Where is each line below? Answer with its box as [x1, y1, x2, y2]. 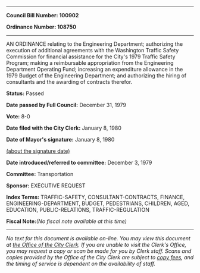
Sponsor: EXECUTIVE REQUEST [6, 182, 86, 189]
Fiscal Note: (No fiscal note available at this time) [6, 218, 127, 225]
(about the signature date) [6, 148, 70, 155]
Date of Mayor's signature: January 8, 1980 [6, 136, 115, 143]
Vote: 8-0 [6, 113, 31, 120]
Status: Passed [6, 90, 45, 97]
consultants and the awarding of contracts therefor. [6, 79, 133, 85]
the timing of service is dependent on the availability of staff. [6, 260, 156, 267]
